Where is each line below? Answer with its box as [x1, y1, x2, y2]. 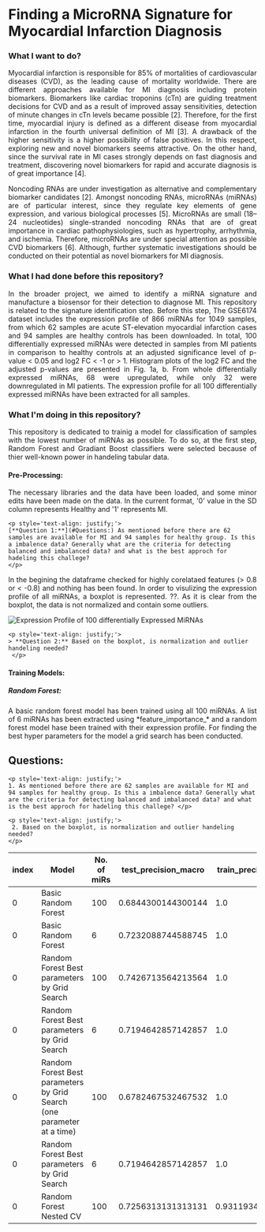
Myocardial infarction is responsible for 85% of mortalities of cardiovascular [8, 69, 257, 78]
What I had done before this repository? [8, 271, 164, 282]
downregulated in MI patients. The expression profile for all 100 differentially [8, 381, 257, 390]
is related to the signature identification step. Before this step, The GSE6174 [8, 305, 257, 315]
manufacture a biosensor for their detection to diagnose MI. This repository [8, 297, 257, 307]
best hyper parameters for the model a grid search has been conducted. [8, 731, 243, 741]
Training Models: [8, 668, 65, 678]
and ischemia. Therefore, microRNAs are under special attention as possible [8, 234, 257, 244]
